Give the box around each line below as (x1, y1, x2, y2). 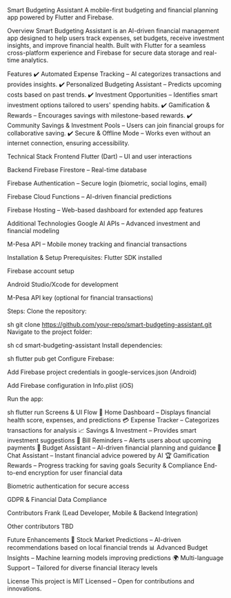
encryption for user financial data (28, 469, 123, 476)
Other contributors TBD (7, 522, 74, 530)
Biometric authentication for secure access (7, 482, 130, 490)
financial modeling (7, 227, 60, 234)
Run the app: (7, 395, 43, 403)
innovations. (7, 584, 42, 592)
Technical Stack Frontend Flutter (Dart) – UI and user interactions (7, 152, 192, 160)
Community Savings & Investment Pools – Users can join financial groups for (7, 121, 225, 129)
